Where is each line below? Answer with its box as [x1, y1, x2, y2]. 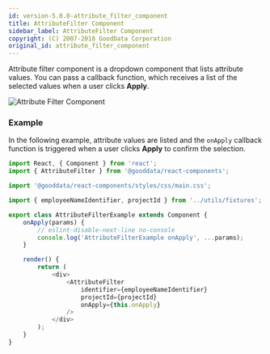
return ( [37, 263, 67, 272]
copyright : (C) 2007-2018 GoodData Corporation [8, 34, 172, 43]
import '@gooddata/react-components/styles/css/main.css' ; [8, 182, 212, 190]
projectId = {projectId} [80, 293, 158, 301]
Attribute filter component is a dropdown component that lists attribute [8, 64, 244, 74]
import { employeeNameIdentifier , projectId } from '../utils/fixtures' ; [8, 196, 263, 204]
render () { [23, 255, 60, 263]
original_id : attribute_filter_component [8, 42, 150, 50]
